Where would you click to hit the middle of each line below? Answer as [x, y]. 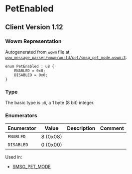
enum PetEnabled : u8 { [30, 66]
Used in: [14, 157]
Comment [112, 128]
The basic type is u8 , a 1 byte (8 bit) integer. [50, 103]
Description [81, 128]
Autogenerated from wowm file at [37, 52]
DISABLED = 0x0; [31, 75]
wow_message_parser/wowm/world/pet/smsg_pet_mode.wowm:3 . [66, 57]
